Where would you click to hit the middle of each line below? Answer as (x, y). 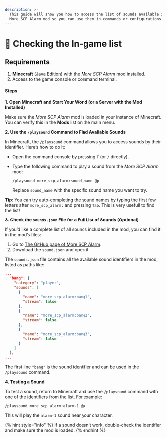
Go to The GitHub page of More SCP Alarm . (57, 244)
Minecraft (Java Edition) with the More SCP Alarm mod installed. (79, 74)
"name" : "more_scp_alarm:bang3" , (58, 334)
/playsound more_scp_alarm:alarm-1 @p (45, 406)
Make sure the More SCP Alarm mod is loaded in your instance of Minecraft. (83, 117)
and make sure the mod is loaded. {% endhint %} (55, 430)
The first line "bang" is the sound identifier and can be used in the (72, 367)
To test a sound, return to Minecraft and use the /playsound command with (82, 392)
